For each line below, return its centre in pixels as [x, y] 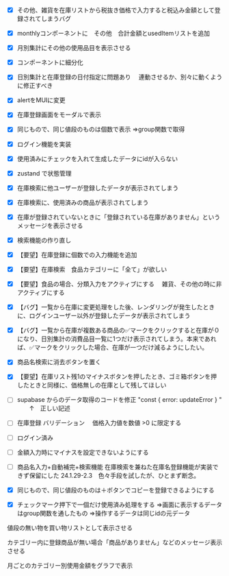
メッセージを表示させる [50, 226]
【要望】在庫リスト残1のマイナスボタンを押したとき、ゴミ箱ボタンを [114, 376]
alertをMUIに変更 [41, 100]
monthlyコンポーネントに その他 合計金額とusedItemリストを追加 [113, 34]
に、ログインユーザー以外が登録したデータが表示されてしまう [104, 316]
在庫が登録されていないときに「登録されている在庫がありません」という [119, 217]
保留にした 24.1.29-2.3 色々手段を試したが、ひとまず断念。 [114, 475]
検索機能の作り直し [44, 240]
